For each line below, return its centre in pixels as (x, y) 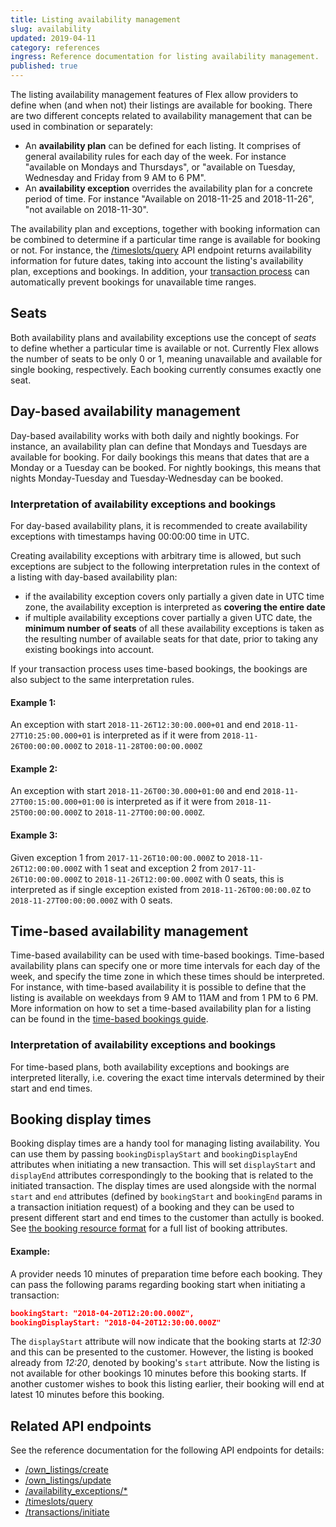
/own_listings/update (68, 1480)
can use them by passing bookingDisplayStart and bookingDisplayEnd (154, 1154)
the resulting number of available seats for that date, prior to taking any (171, 638)
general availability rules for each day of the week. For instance (155, 156)
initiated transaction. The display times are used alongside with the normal (163, 1186)
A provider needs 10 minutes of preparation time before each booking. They (166, 1273)
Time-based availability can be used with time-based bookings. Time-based (167, 955)
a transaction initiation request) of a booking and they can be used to (152, 1207)
